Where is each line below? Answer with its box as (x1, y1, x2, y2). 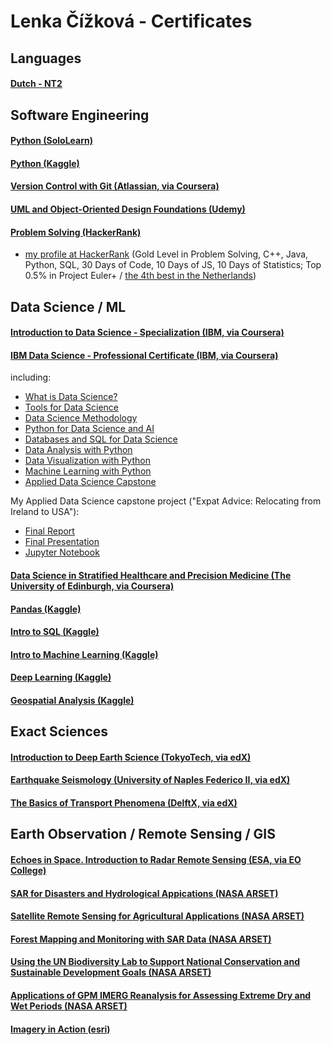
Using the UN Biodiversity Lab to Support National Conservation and (10, 956, 301, 968)
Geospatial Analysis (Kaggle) (10, 694, 135, 706)
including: (10, 371, 52, 384)
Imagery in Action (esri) (10, 1023, 111, 1035)
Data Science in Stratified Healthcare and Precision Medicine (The (10, 569, 292, 581)
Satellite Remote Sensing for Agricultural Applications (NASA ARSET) (10, 910, 305, 922)
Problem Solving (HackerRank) (10, 226, 142, 238)
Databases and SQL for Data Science (24, 433, 178, 445)
